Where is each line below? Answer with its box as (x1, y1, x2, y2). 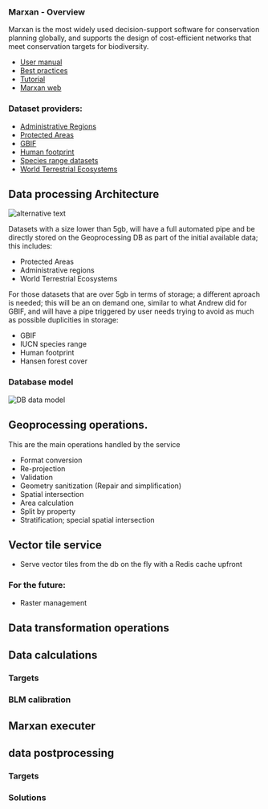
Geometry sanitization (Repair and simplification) (19, 481, 182, 491)
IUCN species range (19, 339, 87, 349)
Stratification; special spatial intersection (19, 515, 155, 524)
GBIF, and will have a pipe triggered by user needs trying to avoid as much (8, 306, 254, 316)
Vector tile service (8, 538, 103, 552)
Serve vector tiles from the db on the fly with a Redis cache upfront (19, 560, 243, 569)
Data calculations (8, 648, 98, 662)
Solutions (8, 791, 47, 803)
